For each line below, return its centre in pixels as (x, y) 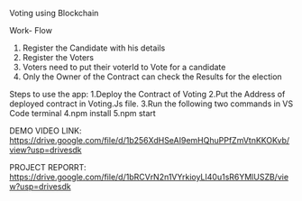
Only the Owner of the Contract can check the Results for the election (152, 77)
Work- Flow (31, 30)
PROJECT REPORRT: (48, 167)
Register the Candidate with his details (94, 48)
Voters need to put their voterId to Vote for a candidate (124, 67)
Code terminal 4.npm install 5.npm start (82, 113)
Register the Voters (58, 57)
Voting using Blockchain (54, 13)
